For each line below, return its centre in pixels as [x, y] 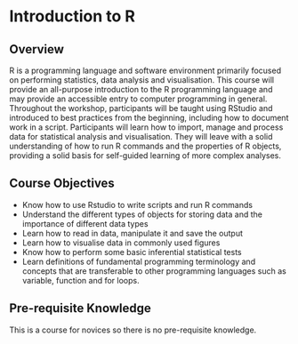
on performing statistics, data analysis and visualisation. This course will [141, 80]
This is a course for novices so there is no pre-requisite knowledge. [133, 330]
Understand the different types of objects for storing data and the [142, 214]
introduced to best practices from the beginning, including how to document [149, 118]
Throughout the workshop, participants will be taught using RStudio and [141, 108]
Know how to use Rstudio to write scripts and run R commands [137, 204]
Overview [37, 49]
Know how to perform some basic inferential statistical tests [132, 252]
